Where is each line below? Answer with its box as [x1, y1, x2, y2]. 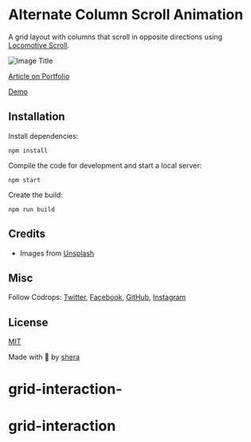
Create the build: [8, 190, 64, 199]
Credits [8, 227, 46, 241]
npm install [8, 146, 48, 155]
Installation [8, 110, 65, 124]
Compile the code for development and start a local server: [8, 160, 202, 170]
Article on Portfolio [8, 71, 70, 81]
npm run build [8, 205, 56, 213]
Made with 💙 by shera [8, 353, 80, 362]
